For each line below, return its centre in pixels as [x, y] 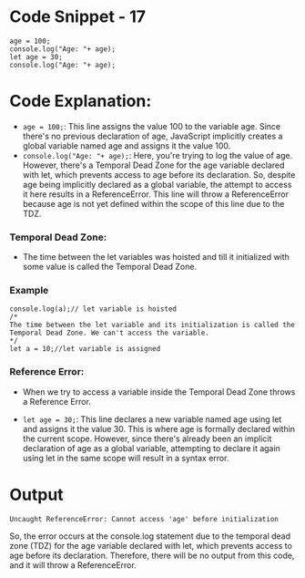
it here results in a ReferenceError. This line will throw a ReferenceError [156, 194]
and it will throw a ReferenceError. [73, 565]
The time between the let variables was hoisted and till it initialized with [156, 257]
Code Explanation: [81, 101]
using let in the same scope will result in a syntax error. [126, 458]
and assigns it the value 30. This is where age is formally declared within [159, 428]
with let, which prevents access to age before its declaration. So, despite [159, 174]
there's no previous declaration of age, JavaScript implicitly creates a [152, 136]
